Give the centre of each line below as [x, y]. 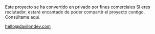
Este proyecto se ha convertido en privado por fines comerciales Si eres [78, 7]
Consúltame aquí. [23, 17]
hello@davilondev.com [28, 26]
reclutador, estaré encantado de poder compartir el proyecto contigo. [75, 12]
